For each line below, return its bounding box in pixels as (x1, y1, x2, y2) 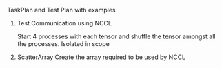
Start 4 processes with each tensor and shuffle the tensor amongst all (17, 32, 216, 41)
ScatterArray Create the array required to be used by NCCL (17, 53, 186, 61)
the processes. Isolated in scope (17, 40, 110, 47)
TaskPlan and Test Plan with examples (7, 6, 116, 14)
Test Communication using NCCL (17, 19, 112, 27)
